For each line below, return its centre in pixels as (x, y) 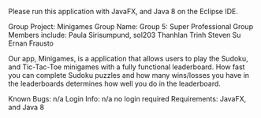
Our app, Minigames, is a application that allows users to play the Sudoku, (128, 59)
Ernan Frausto (31, 43)
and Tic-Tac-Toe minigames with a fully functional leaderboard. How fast (127, 67)
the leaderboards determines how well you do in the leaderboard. (114, 83)
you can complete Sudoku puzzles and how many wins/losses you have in (129, 75)
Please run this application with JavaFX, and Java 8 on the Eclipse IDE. (123, 11)
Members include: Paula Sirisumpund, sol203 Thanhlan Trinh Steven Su (125, 35)
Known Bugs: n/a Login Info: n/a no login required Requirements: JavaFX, (127, 99)
